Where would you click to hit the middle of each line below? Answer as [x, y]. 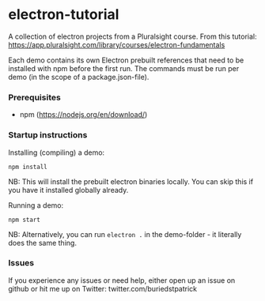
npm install [28, 167]
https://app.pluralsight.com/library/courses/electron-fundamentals [117, 44]
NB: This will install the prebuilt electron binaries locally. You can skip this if [131, 181]
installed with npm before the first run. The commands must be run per [124, 68]
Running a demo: [36, 205]
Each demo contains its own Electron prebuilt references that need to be [126, 60]
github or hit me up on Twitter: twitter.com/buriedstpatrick [103, 288]
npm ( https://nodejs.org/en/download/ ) [83, 115]
